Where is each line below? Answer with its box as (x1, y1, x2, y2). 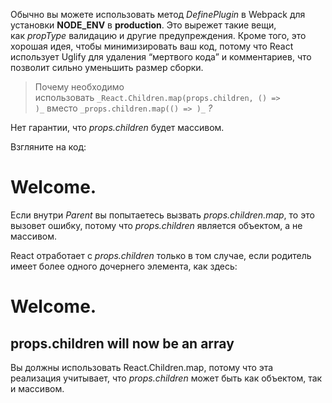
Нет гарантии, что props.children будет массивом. (10, 122, 225, 133)
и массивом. (10, 382, 65, 394)
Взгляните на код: (10, 141, 87, 153)
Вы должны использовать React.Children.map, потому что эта (10, 361, 274, 373)
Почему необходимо (34, 81, 125, 93)
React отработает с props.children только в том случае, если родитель (10, 249, 312, 261)
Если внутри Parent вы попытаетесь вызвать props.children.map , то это (10, 209, 315, 221)
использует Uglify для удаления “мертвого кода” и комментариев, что (10, 51, 312, 63)
